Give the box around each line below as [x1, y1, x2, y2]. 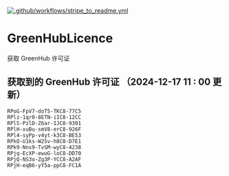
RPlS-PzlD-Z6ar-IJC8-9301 [7, 120, 81, 126]
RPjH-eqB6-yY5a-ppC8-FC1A [7, 162, 81, 168]
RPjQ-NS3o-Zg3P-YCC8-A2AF [7, 155, 81, 163]
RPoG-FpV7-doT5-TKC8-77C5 [7, 107, 81, 115]
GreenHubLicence [7, 31, 113, 46]
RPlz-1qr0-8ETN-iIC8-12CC [7, 113, 81, 120]
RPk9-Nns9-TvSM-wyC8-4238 [7, 144, 81, 151]
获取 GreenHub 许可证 [7, 54, 70, 62]
